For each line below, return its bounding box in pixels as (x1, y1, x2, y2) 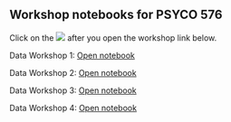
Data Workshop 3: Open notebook (9, 85, 138, 96)
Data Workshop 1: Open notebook (9, 50, 136, 61)
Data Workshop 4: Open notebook (9, 102, 138, 113)
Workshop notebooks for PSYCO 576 (9, 7, 223, 23)
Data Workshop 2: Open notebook (9, 67, 138, 78)
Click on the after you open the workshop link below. (9, 32, 217, 43)
